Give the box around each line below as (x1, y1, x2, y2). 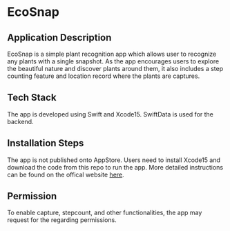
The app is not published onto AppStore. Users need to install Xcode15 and (7, 156, 221, 164)
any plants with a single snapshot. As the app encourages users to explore (7, 57, 220, 66)
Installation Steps (7, 137, 84, 149)
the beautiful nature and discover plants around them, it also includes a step (7, 65, 224, 72)
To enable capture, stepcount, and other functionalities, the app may (7, 208, 202, 217)
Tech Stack (7, 92, 57, 103)
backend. (7, 117, 34, 125)
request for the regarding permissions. (7, 216, 117, 224)
